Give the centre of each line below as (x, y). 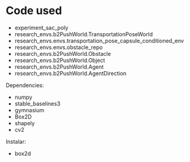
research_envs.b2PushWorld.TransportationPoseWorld (84, 34)
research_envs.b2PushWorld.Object (60, 60)
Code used (34, 11)
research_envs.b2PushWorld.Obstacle (63, 53)
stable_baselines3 (37, 103)
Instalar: (16, 141)
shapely (25, 123)
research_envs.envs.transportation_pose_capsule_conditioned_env (99, 40)
